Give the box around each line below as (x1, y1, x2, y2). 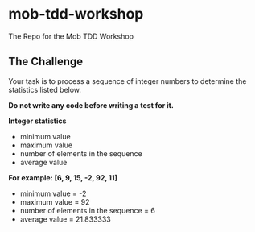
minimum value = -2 (19, 188, 87, 198)
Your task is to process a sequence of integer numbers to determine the (8, 76, 247, 85)
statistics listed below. (8, 85, 82, 94)
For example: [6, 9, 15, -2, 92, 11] (8, 172, 118, 182)
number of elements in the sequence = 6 (19, 205, 155, 215)
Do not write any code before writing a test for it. (8, 100, 175, 110)
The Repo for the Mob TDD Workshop (8, 31, 134, 41)
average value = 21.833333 (19, 214, 111, 224)
